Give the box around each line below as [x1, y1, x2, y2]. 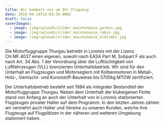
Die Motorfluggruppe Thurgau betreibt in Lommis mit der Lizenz [5, 48, 135, 54]
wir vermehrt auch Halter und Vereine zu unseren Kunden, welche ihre [5, 104, 148, 111]
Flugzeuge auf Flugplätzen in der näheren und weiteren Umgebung [5, 110, 141, 116]
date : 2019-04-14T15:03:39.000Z [5, 12, 71, 17]
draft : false [5, 16, 32, 21]
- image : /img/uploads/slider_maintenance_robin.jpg [9, 30, 120, 35]
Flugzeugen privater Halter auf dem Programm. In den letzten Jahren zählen [5, 99, 160, 105]
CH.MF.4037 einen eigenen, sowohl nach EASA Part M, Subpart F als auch [5, 53, 156, 59]
